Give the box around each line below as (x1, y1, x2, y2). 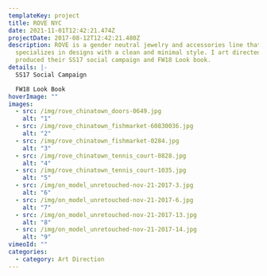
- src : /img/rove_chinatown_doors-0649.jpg (15, 107, 161, 115)
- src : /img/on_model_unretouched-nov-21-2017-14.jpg (15, 226, 197, 234)
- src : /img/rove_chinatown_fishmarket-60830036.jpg (15, 122, 194, 130)
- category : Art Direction (15, 255, 105, 263)
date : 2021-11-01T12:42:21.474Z (8, 26, 115, 34)
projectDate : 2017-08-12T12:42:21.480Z (8, 33, 141, 42)
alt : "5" (22, 174, 52, 182)
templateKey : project (8, 11, 80, 20)
